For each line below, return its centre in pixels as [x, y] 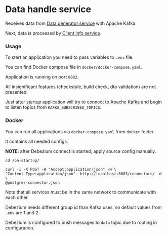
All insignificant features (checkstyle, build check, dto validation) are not [81, 87]
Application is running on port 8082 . [42, 77]
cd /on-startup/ [22, 161]
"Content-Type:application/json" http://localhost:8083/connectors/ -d [83, 174]
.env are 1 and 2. [23, 212]
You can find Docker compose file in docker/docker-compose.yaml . [74, 67]
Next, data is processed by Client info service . [53, 33]
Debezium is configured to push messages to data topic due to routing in [81, 222]
